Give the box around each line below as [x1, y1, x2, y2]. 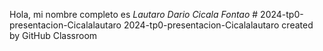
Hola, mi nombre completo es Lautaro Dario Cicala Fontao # [9, 9, 259, 20]
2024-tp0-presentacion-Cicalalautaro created [123, 19, 314, 31]
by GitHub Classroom [9, 30, 98, 41]
